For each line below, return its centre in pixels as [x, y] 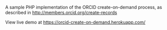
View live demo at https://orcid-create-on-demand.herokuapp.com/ [75, 22]
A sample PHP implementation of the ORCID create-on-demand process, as [84, 7]
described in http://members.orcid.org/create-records [61, 12]
